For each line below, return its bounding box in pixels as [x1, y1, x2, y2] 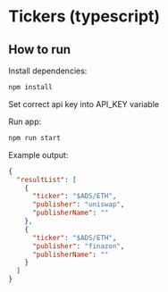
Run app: [8, 116, 42, 127]
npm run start [8, 133, 62, 142]
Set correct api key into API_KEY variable [8, 98, 160, 109]
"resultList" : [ [16, 175, 77, 184]
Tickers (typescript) [8, 6, 161, 27]
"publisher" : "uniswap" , [31, 200, 125, 209]
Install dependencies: [8, 65, 88, 76]
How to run [8, 42, 71, 57]
